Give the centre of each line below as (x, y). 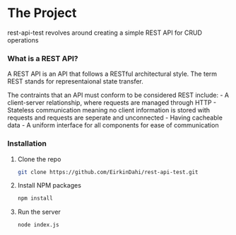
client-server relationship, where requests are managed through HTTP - (112, 103)
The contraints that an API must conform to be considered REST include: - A (118, 95)
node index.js (38, 225)
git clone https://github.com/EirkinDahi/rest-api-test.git (108, 172)
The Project (42, 13)
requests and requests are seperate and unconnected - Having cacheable (115, 117)
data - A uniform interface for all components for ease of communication (113, 125)
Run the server (39, 212)
